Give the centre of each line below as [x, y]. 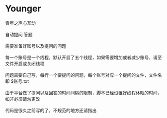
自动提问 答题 [19, 34]
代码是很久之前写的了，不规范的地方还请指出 [51, 110]
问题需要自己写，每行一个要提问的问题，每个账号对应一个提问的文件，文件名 [83, 75]
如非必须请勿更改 [23, 99]
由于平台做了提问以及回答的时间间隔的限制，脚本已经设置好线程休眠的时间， [83, 93]
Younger [23, 9]
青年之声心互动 [20, 23]
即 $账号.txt [17, 81]
